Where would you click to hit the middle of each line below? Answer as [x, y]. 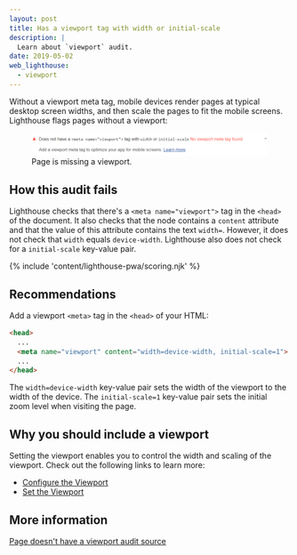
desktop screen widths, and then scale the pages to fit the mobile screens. [146, 110]
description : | [37, 37]
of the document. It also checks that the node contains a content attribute [144, 221]
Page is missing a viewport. [82, 162]
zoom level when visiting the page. [73, 406]
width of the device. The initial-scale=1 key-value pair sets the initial [138, 397]
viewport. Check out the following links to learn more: [107, 465]
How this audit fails [64, 190]
